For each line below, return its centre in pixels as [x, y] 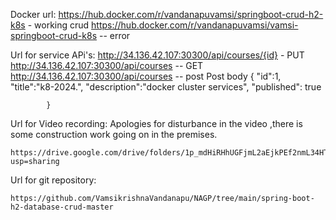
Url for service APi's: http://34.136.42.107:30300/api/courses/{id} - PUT [157, 55]
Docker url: [33, 14]
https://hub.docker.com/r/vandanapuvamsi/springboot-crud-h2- [191, 14]
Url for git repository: [53, 180]
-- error [114, 35]
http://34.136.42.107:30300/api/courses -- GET [107, 65]
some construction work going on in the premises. [114, 134]
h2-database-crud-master [62, 207]
